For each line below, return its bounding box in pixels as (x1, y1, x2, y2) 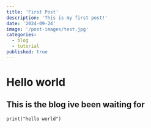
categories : (6, 32, 37, 38)
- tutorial (12, 43, 40, 50)
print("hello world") (6, 116, 62, 122)
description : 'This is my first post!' (6, 15, 108, 21)
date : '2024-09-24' (6, 20, 56, 26)
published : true (6, 49, 48, 55)
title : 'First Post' (6, 9, 59, 15)
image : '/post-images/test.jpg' (6, 26, 89, 32)
